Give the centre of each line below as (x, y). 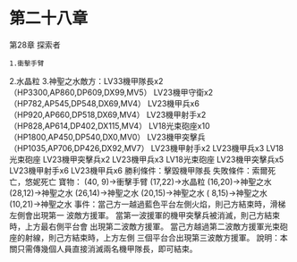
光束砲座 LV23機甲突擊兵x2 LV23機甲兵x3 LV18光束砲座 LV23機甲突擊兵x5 (147, 159)
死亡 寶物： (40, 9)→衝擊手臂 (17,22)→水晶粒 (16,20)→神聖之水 (156, 182)
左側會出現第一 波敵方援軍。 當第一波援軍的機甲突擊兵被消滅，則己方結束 (144, 215)
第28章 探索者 (35, 45)
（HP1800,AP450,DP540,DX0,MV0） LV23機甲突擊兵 (107, 137)
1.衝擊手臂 (27, 63)
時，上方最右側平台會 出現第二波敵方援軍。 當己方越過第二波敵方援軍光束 (144, 226)
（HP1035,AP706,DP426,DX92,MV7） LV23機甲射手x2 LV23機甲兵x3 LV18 (147, 148)
